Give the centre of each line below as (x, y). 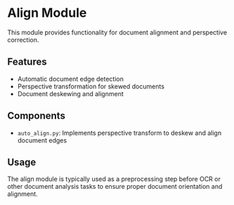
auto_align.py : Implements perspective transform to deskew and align (119, 133)
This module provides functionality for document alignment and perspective (117, 32)
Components (36, 116)
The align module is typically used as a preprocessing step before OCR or (114, 179)
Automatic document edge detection (71, 79)
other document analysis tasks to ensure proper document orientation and (115, 187)
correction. (23, 39)
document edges (42, 140)
